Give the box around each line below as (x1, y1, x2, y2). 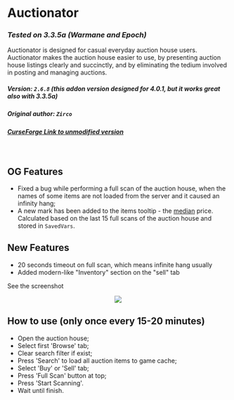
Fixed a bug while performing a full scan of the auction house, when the (17, 184, 226, 193)
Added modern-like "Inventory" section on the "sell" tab (17, 268, 181, 276)
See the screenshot (7, 281, 64, 290)
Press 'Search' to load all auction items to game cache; (17, 356, 177, 365)
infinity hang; (17, 199, 56, 208)
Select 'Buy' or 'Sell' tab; (17, 363, 89, 372)
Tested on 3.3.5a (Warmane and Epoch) (7, 30, 147, 40)
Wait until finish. (17, 386, 65, 394)
